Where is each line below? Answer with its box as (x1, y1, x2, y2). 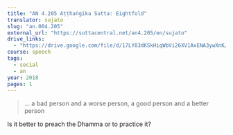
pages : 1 (7, 81, 33, 87)
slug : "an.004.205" (7, 23, 64, 30)
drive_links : (7, 36, 45, 43)
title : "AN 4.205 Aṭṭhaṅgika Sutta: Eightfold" (7, 10, 148, 17)
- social (13, 61, 39, 68)
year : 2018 (7, 74, 39, 81)
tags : (7, 55, 23, 62)
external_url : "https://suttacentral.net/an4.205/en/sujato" (7, 29, 188, 37)
